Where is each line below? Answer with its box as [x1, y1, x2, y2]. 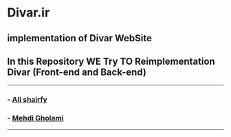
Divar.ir [7, 5, 50, 21]
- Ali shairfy [7, 95, 48, 105]
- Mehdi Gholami [7, 114, 64, 123]
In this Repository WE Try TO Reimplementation [7, 55, 215, 67]
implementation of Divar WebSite [7, 32, 153, 44]
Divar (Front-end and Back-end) [7, 66, 146, 78]
